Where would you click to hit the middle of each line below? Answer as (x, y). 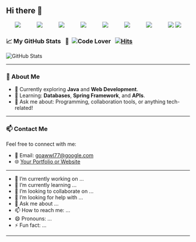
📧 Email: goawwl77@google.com (54, 155)
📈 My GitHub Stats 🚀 (38, 41)
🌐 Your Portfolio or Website (47, 161)
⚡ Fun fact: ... (30, 225)
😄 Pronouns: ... (33, 218)
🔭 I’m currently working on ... (49, 178)
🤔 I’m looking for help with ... (49, 197)
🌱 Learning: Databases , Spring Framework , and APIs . (80, 96)
